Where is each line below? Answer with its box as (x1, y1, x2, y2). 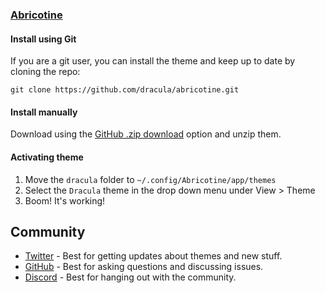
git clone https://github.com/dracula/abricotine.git (10, 85, 240, 95)
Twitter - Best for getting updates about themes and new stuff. (24, 250, 283, 262)
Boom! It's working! (24, 194, 106, 207)
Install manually (10, 106, 78, 118)
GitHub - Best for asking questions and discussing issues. (24, 261, 264, 273)
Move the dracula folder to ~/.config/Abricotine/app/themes (24, 173, 277, 185)
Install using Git (10, 33, 77, 45)
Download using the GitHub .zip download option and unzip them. (10, 128, 282, 140)
